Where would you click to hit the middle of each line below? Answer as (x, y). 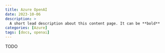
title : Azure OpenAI (26, 10)
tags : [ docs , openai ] (27, 32)
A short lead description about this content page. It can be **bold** (85, 23)
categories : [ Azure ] (26, 28)
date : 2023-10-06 (23, 14)
